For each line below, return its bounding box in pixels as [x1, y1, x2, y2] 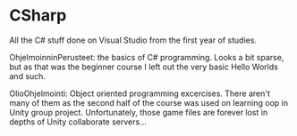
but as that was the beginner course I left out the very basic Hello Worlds [9, 61, 279, 72]
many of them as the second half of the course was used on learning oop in [9, 97, 289, 108]
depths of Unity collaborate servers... [9, 116, 147, 127]
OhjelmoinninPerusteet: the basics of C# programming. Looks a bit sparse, [9, 52, 284, 62]
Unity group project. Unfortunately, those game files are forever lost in [9, 107, 268, 117]
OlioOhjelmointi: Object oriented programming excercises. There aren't [9, 88, 270, 99]
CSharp [9, 5, 67, 26]
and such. [9, 70, 47, 81]
